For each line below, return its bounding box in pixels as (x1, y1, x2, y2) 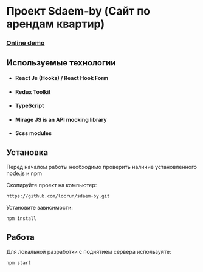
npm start (6, 260, 32, 266)
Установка (6, 147, 49, 158)
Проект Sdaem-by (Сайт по (6, 4, 151, 18)
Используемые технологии (6, 58, 116, 68)
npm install (6, 216, 36, 222)
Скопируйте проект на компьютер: (6, 182, 97, 189)
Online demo (6, 39, 45, 47)
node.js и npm (6, 170, 43, 177)
